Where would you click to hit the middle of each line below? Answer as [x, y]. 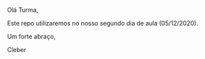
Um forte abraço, [31, 36]
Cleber [17, 50]
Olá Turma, [23, 10]
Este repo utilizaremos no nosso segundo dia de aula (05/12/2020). [103, 23]
